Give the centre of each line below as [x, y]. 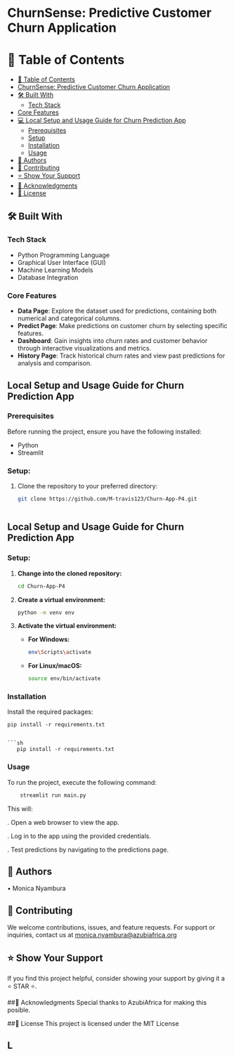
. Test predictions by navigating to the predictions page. [88, 849]
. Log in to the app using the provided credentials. [79, 836]
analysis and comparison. [54, 363]
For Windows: [49, 639]
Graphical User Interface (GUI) [62, 262]
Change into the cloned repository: [70, 573]
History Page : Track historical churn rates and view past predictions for [121, 356]
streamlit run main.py [53, 795]
